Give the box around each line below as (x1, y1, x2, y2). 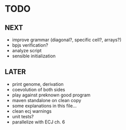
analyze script (12, 48, 42, 53)
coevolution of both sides (12, 86, 65, 92)
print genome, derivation (12, 81, 64, 87)
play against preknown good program (12, 92, 91, 98)
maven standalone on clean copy (12, 97, 81, 103)
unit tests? (12, 113, 34, 119)
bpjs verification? (12, 42, 49, 48)
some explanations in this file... (12, 103, 77, 109)
